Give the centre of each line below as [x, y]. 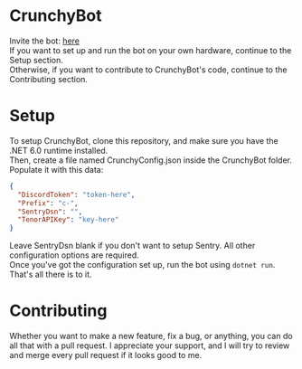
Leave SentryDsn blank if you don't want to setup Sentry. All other [132, 246]
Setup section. [36, 60]
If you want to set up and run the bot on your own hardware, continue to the [151, 50]
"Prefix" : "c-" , [48, 203]
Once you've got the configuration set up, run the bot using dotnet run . [142, 265]
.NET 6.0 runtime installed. [59, 150]
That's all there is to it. [51, 274]
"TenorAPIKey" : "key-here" [68, 220]
